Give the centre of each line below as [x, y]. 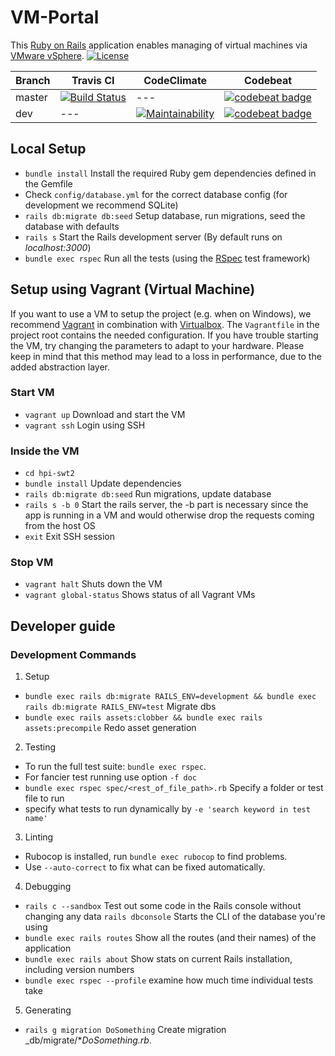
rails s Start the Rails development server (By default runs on [153, 237]
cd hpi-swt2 [49, 474]
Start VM [32, 393]
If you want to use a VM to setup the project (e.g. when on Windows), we [161, 313]
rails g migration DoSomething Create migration [125, 1030]
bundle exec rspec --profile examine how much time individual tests [169, 980]
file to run [44, 798]
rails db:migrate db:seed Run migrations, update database [148, 494]
